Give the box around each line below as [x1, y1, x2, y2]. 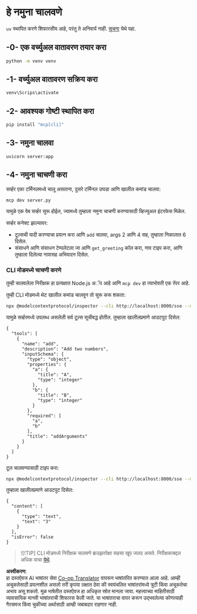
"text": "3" [21, 519, 51, 525]
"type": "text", [21, 514, 62, 519]
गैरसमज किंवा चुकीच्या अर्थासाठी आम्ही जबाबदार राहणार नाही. [6, 601, 118, 608]
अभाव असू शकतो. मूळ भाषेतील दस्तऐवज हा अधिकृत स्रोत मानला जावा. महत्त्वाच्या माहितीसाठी [6, 588, 175, 595]
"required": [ [27, 412, 62, 419]
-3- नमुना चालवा [6, 138, 54, 148]
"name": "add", [21, 341, 59, 347]
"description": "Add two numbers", [21, 346, 109, 352]
